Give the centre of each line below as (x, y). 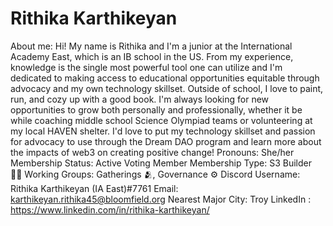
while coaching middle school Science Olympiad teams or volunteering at (161, 120)
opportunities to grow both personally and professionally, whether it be (156, 109)
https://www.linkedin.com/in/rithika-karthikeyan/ (110, 209)
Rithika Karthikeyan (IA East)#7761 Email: (94, 188)
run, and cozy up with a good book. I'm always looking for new (140, 99)
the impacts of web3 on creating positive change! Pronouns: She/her (152, 152)
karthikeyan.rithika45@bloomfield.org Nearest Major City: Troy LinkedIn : (161, 199)
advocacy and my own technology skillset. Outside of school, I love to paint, (167, 88)
